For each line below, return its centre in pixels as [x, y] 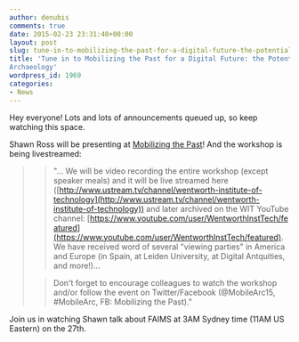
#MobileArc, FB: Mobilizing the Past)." [123, 301]
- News [21, 92]
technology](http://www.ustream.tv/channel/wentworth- [156, 199]
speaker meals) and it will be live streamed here [141, 180]
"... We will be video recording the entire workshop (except [161, 171]
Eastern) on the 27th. [48, 328]
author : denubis [39, 17]
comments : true [37, 26]
